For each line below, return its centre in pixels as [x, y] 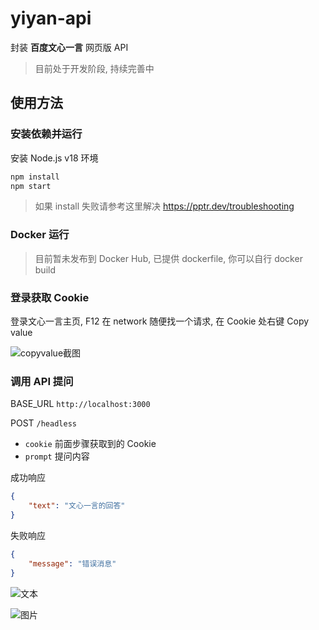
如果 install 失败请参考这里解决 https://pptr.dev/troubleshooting [164, 206]
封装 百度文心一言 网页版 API [69, 47]
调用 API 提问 [42, 381]
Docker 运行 [40, 235]
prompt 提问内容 [57, 456]
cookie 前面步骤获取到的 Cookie [90, 444]
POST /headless [43, 423]
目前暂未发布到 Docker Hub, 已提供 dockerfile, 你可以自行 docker [168, 258]
